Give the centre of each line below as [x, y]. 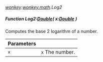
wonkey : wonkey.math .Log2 [34, 7]
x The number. [58, 52]
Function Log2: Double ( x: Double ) [41, 18]
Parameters [22, 43]
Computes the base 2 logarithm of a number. [51, 31]
